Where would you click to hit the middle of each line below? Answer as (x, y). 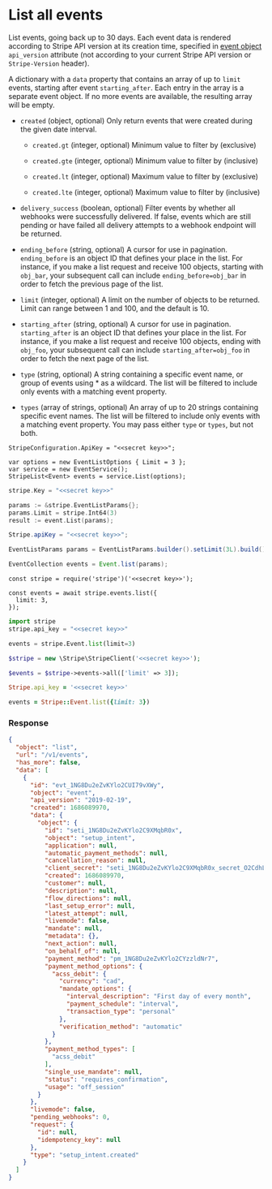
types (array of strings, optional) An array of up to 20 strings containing (139, 407)
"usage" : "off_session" (85, 1087)
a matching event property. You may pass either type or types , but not (136, 424)
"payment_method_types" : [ (90, 1049)
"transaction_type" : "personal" (121, 1011)
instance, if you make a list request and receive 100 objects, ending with (140, 341)
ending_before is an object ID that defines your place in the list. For (131, 258)
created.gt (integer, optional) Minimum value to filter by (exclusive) (144, 144)
